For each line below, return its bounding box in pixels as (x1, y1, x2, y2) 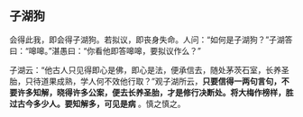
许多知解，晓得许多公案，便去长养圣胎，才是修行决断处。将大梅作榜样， (16, 86, 286, 97)
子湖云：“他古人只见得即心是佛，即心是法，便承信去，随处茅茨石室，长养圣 (9, 64, 290, 75)
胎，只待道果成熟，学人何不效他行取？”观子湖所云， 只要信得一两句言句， (9, 76, 282, 86)
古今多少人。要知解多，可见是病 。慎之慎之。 (16, 98, 186, 109)
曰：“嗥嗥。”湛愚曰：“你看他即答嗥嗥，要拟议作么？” (9, 45, 201, 56)
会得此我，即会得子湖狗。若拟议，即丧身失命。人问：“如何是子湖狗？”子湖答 (9, 34, 293, 45)
